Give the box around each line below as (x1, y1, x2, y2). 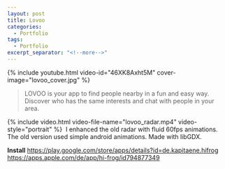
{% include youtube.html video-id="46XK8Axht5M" (7, 68, 156, 77)
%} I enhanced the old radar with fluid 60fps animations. (53, 125, 218, 133)
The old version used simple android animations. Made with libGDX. (7, 132, 203, 140)
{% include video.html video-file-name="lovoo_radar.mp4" (7, 117, 177, 126)
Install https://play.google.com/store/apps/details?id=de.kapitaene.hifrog (7, 146, 219, 154)
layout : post (7, 10, 45, 17)
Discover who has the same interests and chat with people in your (24, 96, 215, 105)
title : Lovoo (7, 17, 45, 24)
